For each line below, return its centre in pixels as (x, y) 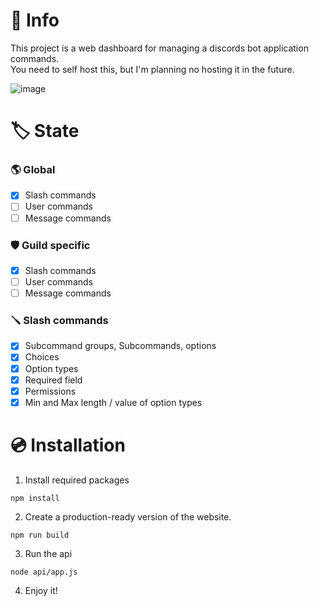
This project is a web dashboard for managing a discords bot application (159, 48)
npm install (35, 498)
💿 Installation (68, 445)
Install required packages (77, 480)
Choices (42, 357)
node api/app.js (44, 572)
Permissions (50, 391)
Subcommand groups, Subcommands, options (120, 346)
